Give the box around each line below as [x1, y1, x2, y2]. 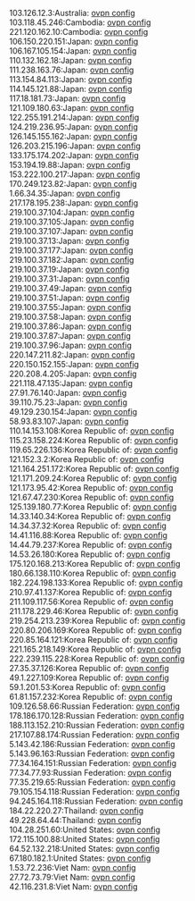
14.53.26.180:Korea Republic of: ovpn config [9, 549, 171, 560]
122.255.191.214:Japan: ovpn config [9, 112, 140, 122]
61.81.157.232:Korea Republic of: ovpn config [9, 692, 173, 702]
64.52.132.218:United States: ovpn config [9, 844, 160, 854]
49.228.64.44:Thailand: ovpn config [9, 815, 142, 825]
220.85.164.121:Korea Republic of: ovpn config [9, 635, 178, 644]
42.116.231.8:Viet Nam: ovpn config [9, 881, 138, 892]
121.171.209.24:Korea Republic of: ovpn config [9, 473, 177, 484]
